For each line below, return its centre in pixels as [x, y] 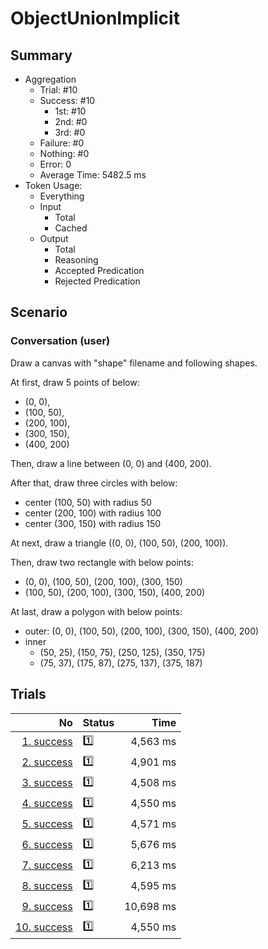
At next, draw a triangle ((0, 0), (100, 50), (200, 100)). [119, 543]
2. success [47, 762]
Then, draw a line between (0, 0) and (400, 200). [111, 463]
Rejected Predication [97, 281]
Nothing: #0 [64, 153]
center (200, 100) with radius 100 [93, 513]
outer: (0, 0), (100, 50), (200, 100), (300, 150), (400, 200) [142, 631]
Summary [41, 55]
